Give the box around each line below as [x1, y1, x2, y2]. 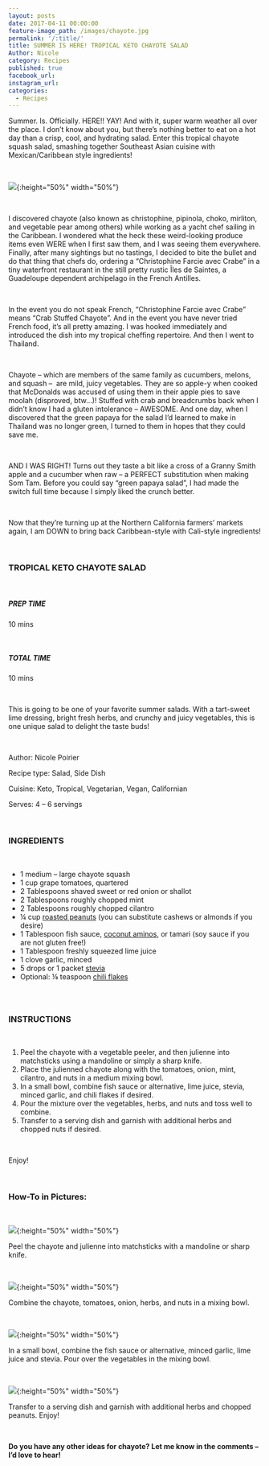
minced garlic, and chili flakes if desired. [19, 1090, 154, 1099]
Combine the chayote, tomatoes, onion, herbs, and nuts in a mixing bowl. [8, 1298, 250, 1307]
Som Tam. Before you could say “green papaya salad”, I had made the [8, 478, 239, 488]
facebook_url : [8, 72, 56, 80]
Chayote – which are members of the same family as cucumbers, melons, [8, 370, 251, 380]
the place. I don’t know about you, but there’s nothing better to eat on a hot [8, 125, 256, 134]
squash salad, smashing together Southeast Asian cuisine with [8, 142, 215, 151]
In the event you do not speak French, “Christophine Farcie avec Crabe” [8, 305, 247, 315]
